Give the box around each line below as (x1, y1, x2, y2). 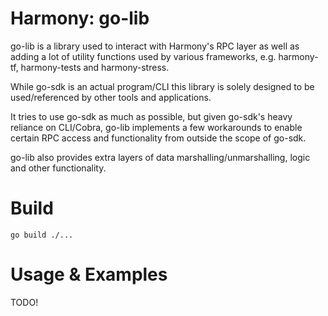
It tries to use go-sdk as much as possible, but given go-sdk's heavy (10, 110, 293, 122)
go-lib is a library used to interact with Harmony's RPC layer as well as (10, 40, 300, 52)
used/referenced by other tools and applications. (10, 91, 212, 103)
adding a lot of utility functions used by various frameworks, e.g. (10, 50, 277, 62)
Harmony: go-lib (10, 7, 150, 30)
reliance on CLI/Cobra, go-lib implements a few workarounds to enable (10, 121, 303, 133)
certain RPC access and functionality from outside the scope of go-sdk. (10, 132, 307, 144)
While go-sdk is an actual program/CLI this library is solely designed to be (10, 80, 315, 92)
